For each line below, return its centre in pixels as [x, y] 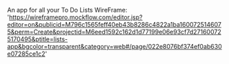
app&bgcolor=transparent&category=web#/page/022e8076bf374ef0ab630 [114, 46]
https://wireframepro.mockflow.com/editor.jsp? [76, 17]
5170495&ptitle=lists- [37, 39]
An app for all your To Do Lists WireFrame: [67, 10]
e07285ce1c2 [27, 54]
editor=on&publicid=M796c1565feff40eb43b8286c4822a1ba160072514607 [114, 24]
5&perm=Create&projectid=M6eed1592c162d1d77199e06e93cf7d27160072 [114, 32]
